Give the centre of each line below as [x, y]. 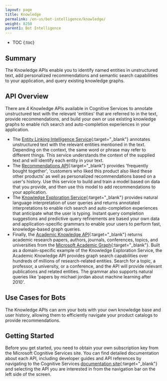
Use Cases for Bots [35, 298]
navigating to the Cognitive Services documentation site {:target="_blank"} [82, 364]
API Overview [27, 96]
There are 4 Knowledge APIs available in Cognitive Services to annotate [79, 108]
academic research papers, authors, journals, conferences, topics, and [85, 240]
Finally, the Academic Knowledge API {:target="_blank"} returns [77, 234]
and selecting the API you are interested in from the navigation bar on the [80, 369]
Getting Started [30, 336]
